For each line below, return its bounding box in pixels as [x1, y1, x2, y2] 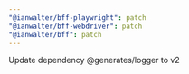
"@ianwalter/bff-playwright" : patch [8, 13, 146, 23]
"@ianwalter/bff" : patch [8, 30, 102, 39]
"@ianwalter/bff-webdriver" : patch [8, 22, 143, 31]
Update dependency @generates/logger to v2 [8, 55, 180, 66]
